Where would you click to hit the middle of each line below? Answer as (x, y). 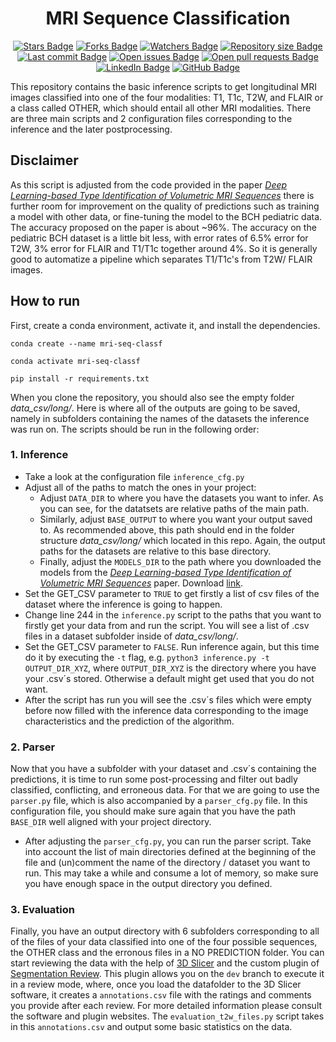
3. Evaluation (42, 910)
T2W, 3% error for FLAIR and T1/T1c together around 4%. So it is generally (164, 248)
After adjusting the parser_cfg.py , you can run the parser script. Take (168, 841)
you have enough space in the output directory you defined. (148, 884)
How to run (45, 301)
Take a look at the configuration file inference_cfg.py (134, 476)
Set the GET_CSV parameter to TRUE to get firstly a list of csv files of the (172, 593)
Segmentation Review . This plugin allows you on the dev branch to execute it (167, 974)
